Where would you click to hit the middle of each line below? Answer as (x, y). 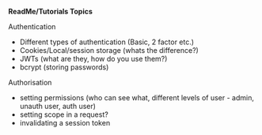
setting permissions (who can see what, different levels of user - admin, (137, 97)
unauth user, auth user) (58, 106)
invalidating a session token (65, 123)
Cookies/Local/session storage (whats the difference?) (109, 50)
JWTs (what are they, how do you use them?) (93, 59)
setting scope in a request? (64, 114)
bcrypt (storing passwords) (64, 67)
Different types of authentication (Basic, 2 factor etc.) (107, 42)
